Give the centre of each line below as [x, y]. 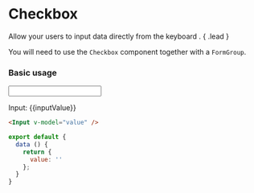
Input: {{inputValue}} [42, 108]
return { [37, 152]
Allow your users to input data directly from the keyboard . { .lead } [119, 36]
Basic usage [33, 72]
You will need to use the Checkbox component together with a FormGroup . [127, 51]
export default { [37, 138]
